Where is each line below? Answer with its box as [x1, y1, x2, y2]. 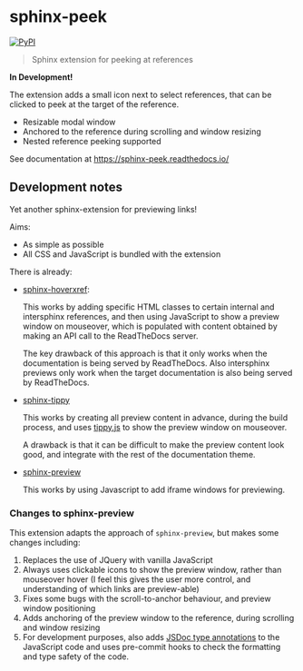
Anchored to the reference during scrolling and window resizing [22, 125, 261, 137]
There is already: [9, 266, 73, 277]
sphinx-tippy [22, 394, 71, 405]
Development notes [9, 180, 122, 195]
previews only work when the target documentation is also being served [22, 367, 293, 378]
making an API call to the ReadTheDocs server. [22, 330, 199, 341]
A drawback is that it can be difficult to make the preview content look [22, 439, 285, 450]
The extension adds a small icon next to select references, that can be [9, 89, 272, 100]
